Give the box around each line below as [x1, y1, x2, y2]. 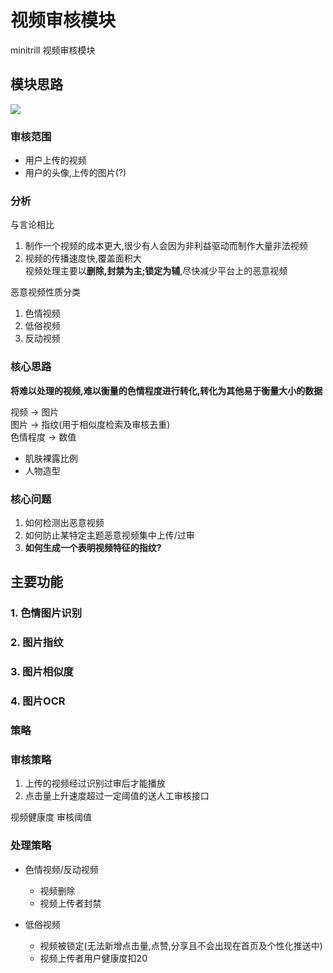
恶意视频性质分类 [10, 286, 81, 298]
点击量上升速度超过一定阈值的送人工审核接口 [24, 790, 210, 802]
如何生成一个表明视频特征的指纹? [24, 541, 162, 553]
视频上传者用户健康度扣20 [39, 952, 148, 964]
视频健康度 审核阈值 [10, 811, 92, 823]
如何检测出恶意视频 [24, 516, 105, 528]
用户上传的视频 [24, 154, 87, 166]
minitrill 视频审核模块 [10, 44, 96, 56]
